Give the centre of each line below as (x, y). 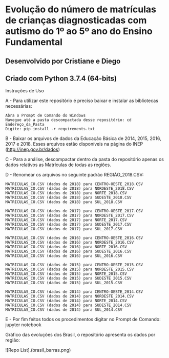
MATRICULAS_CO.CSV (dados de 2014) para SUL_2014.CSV (64, 310)
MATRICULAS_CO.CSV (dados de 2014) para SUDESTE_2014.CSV (68, 305)
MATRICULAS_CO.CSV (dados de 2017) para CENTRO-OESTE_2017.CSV (74, 211)
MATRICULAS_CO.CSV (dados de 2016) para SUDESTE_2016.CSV (68, 252)
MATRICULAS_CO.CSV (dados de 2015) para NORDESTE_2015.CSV (70, 270)
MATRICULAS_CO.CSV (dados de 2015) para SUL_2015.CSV (64, 283)
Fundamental (34, 42)
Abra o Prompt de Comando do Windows (46, 116)
